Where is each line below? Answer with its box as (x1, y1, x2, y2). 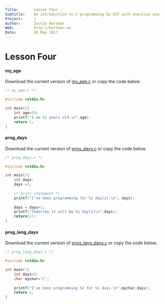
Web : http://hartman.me (5, 26, 71, 30)
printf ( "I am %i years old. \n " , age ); (14, 115, 91, 120)
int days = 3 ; (14, 272, 38, 276)
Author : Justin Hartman (5, 21, 65, 26)
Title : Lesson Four (5, 7, 58, 12)
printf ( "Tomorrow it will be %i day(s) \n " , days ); (14, 209, 118, 214)
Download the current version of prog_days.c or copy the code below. (5, 145, 147, 151)
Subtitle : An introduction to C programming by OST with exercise (5, 12, 151, 17)
